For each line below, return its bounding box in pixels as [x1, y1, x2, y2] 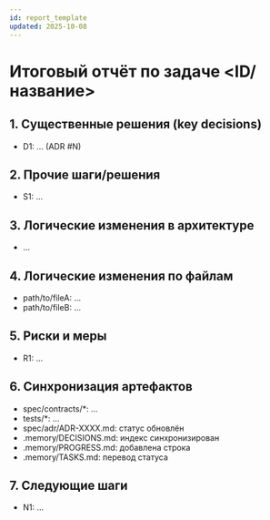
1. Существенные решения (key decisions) [9, 117, 262, 132]
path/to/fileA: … [22, 292, 82, 303]
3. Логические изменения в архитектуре [9, 218, 255, 233]
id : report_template [9, 13, 88, 23]
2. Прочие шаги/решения [9, 167, 161, 182]
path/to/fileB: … [22, 301, 82, 312]
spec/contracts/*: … [22, 403, 98, 414]
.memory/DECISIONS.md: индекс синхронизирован [22, 432, 220, 443]
